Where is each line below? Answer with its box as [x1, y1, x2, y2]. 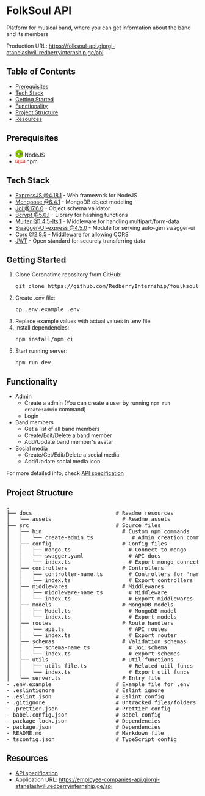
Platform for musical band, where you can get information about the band [6, 24, 191, 31]
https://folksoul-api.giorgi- [48, 42, 115, 50]
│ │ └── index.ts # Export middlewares [6, 595, 193, 602]
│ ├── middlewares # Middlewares [6, 583, 165, 590]
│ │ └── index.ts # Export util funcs [6, 669, 190, 676]
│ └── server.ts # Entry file [6, 675, 161, 682]
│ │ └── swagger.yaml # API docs [6, 553, 161, 559]
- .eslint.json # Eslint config [6, 693, 165, 700]
